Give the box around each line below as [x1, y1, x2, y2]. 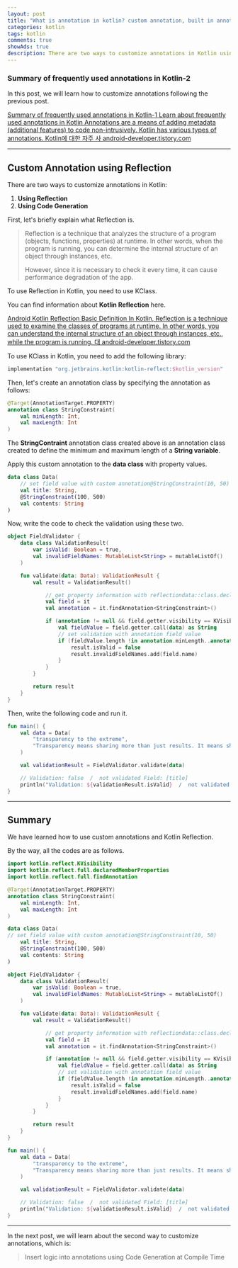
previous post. [7, 97, 50, 106]
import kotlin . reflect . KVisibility [7, 860, 113, 868]
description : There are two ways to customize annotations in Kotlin [7, 50, 217, 57]
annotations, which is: [7, 1239, 72, 1247]
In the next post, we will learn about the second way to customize [7, 1231, 199, 1240]
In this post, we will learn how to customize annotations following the [7, 89, 208, 98]
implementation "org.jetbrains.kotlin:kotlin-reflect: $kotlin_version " [7, 366, 223, 373]
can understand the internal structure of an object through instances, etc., [7, 329, 224, 337]
